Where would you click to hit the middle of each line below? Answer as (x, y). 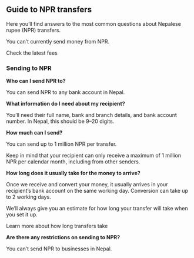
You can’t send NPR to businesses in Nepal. (59, 249)
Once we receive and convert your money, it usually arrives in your (87, 185)
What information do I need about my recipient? (66, 104)
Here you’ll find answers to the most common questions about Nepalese (93, 24)
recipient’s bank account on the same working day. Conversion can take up (97, 191)
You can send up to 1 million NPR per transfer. (61, 144)
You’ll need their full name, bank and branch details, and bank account (92, 115)
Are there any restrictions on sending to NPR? (63, 237)
